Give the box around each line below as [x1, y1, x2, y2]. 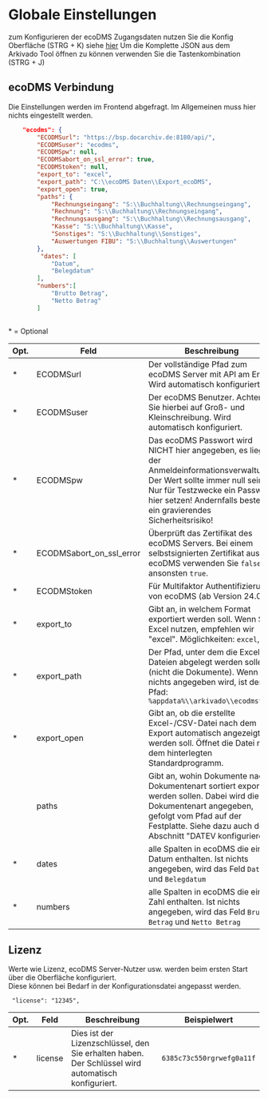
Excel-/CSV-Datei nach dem [148, 717, 257, 728]
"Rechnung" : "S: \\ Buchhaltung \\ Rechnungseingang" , [50, 208, 223, 216]
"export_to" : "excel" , [37, 170, 112, 178]
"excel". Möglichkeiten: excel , [148, 633, 260, 644]
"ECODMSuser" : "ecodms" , [37, 141, 120, 149]
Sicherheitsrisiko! [148, 514, 214, 525]
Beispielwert [184, 1014, 234, 1025]
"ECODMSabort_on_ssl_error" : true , [37, 156, 156, 164]
